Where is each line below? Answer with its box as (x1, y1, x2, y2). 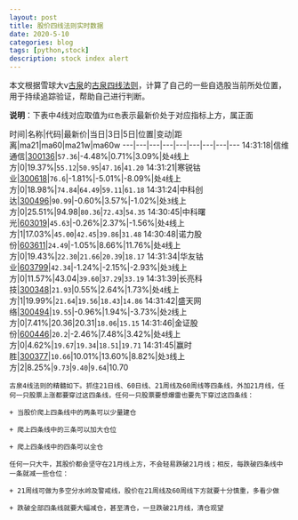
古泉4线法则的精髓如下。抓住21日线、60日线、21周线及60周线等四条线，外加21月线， (9, 381, 278, 390)
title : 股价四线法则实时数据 (9, 21, 104, 30)
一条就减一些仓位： (9, 469, 69, 478)
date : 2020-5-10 (9, 29, 69, 38)
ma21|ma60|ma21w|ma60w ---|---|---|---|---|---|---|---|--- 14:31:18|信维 (19, 140, 289, 150)
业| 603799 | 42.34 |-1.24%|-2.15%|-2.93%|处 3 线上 (9, 262, 189, 272)
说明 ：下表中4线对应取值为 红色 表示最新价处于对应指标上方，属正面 (9, 110, 254, 120)
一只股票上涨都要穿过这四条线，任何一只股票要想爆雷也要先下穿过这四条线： (15, 391, 254, 400)
